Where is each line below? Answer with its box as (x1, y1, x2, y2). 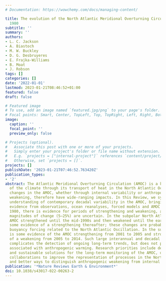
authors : (5, 35, 23, 40)
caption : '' (9, 122, 35, 127)
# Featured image (5, 103, 41, 108)
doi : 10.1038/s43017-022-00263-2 (5, 269, 74, 274)
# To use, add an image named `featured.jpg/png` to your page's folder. (5, 108, 161, 113)
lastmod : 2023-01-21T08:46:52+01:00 (5, 85, 81, 90)
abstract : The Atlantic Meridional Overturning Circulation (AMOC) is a (5, 181, 158, 186)
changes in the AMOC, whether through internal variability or (9, 190, 142, 195)
